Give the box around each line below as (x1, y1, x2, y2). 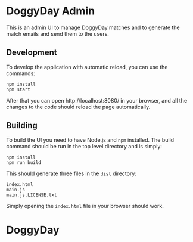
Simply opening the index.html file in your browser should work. (6, 202, 164, 209)
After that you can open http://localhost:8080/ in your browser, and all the (6, 97, 188, 104)
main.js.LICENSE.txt (6, 192, 58, 198)
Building (6, 120, 38, 131)
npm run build (6, 159, 42, 165)
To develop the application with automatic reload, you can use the (6, 63, 168, 70)
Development (6, 48, 58, 58)
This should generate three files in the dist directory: (6, 170, 137, 177)
